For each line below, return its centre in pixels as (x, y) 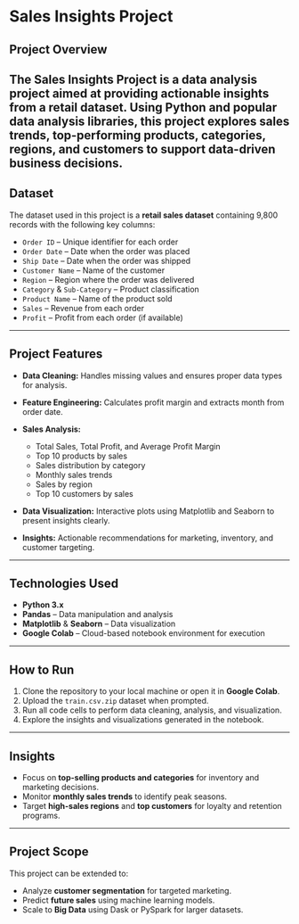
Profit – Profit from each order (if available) (103, 318)
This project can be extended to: (69, 873)
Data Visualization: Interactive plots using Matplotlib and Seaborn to (148, 511)
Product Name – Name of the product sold (97, 298)
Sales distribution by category (90, 465)
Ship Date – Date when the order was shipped (106, 260)
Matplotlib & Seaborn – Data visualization (99, 624)
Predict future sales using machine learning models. (118, 900)
